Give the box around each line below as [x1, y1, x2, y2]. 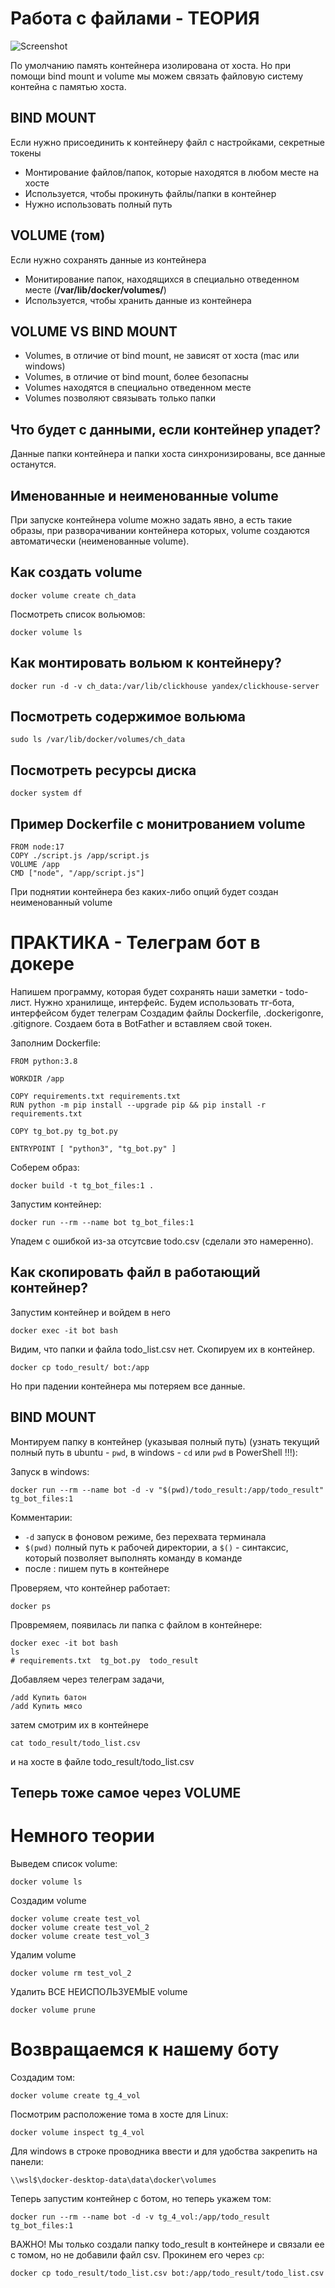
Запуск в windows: [10, 1465, 90, 1477]
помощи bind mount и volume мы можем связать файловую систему [10, 70, 304, 82]
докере [10, 953, 75, 976]
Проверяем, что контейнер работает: [10, 1582, 171, 1594]
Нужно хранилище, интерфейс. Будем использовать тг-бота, [33, 997, 295, 1008]
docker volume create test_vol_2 [10, 1922, 150, 1932]
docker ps [10, 1601, 52, 1611]
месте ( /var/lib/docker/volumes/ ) [24, 283, 167, 296]
